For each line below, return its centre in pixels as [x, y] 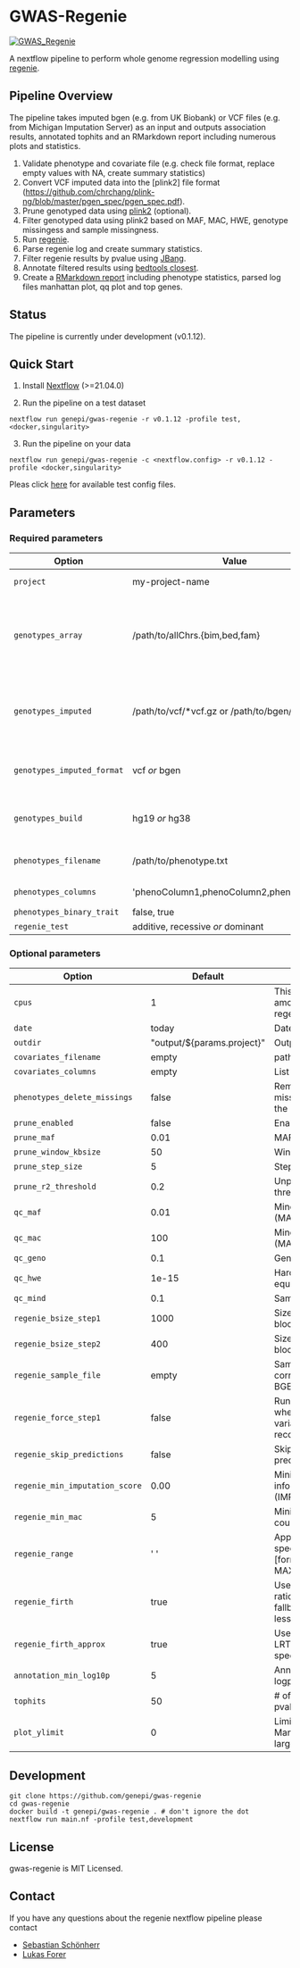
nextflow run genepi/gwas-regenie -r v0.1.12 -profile [113, 420]
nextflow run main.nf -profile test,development [101, 1820]
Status [28, 315]
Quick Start [42, 364]
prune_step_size [48, 1167]
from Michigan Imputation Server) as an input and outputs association [137, 127]
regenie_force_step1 [57, 1418]
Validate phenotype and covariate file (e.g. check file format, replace [148, 163]
